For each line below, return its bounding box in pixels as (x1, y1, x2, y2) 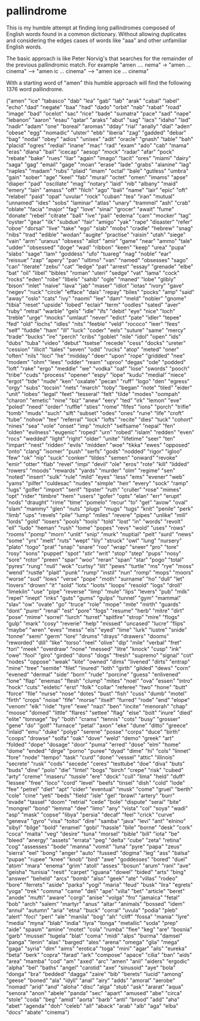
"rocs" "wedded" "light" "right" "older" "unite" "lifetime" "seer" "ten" (6, 435, 176, 442)
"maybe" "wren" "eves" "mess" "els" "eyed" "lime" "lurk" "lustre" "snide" (6, 626, 187, 633)
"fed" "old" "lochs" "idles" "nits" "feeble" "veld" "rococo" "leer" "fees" (6, 320, 180, 328)
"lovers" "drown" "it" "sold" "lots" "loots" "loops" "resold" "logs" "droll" (6, 581, 183, 588)
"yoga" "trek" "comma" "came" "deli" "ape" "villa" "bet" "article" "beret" (6, 887, 185, 894)
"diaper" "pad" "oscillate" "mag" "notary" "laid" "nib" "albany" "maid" (6, 180, 178, 187)
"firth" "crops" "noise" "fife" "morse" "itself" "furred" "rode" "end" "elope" (6, 696, 190, 703)
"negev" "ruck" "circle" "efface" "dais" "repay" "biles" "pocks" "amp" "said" (6, 288, 195, 295)
